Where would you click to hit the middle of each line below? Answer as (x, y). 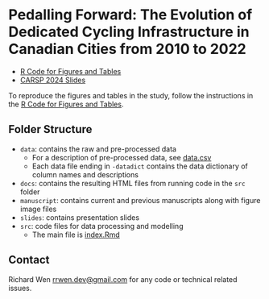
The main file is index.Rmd (76, 235)
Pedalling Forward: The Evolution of (130, 15)
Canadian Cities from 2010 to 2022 (128, 49)
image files (38, 209)
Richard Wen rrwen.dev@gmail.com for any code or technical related (123, 279)
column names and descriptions (85, 174)
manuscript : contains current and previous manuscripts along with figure (140, 200)
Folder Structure (50, 129)
